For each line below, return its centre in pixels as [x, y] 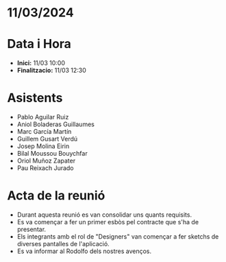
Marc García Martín [44, 132]
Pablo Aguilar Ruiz [43, 117]
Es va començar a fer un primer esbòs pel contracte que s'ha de [108, 222]
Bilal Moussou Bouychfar [52, 154]
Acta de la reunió [56, 196]
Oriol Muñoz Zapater [46, 161]
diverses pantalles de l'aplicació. [63, 244]
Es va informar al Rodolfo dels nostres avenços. [84, 251]
